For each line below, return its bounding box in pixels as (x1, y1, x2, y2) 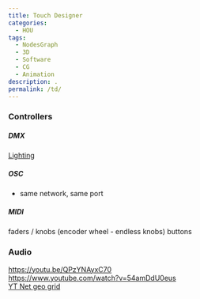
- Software (15, 56, 51, 64)
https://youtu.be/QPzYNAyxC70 (8, 264, 112, 274)
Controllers (8, 112, 53, 123)
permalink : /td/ (8, 85, 62, 93)
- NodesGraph (15, 41, 58, 49)
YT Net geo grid (8, 282, 61, 291)
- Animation (15, 70, 55, 78)
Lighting (8, 151, 35, 161)
